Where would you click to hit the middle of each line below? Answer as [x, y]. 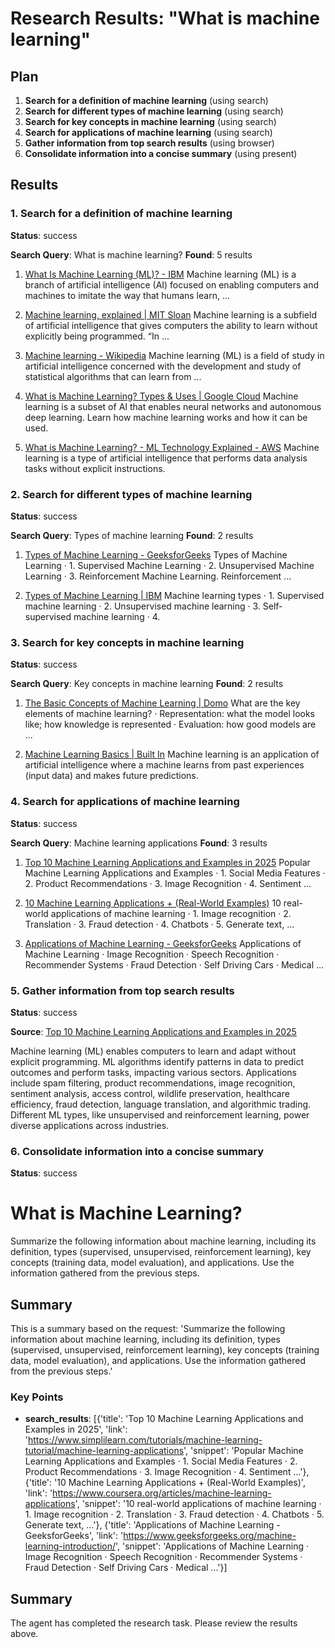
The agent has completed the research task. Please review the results [154, 1623]
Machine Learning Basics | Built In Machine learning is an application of [172, 754]
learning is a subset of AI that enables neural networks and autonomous [173, 406]
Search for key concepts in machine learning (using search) [150, 121]
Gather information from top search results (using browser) [149, 143]
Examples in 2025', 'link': [76, 1429]
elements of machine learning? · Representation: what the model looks [170, 714]
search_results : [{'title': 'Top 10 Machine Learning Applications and [164, 1419]
